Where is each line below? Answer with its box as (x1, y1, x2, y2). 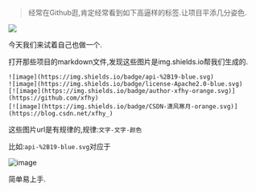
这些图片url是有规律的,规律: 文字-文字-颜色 (8, 124, 142, 134)
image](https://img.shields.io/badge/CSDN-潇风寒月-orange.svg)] (19, 103, 238, 111)
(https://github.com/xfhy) (8, 94, 99, 102)
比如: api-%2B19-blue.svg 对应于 (8, 142, 111, 151)
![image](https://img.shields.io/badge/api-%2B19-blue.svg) (8, 73, 215, 81)
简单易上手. (8, 174, 47, 184)
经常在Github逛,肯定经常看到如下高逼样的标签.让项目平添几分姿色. (27, 8, 247, 17)
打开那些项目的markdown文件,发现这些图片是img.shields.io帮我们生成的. (8, 57, 249, 67)
